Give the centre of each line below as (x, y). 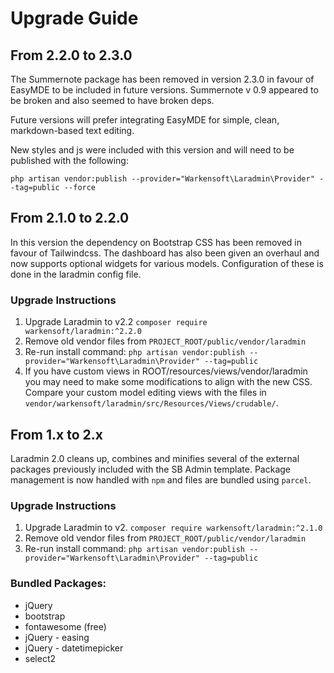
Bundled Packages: (58, 584)
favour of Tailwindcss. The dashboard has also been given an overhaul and (165, 253)
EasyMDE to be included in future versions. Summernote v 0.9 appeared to (164, 90)
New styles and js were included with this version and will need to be (152, 150)
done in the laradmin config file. (76, 274)
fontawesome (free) (65, 626)
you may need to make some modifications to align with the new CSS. (168, 382)
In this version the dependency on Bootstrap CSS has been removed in (156, 242)
